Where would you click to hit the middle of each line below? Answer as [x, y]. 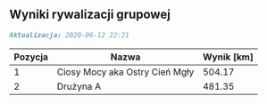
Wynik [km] [228, 57]
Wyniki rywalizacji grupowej [90, 15]
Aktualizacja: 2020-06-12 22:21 [69, 35]
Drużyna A [79, 86]
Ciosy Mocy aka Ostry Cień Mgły [125, 72]
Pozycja [31, 57]
